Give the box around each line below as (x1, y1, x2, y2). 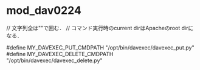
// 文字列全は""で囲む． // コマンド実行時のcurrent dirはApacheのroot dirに (6, 24, 194, 31)
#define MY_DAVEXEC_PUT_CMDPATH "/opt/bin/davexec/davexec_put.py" (6, 43, 195, 51)
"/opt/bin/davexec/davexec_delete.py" (6, 57, 103, 64)
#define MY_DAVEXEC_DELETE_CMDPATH (6, 50, 114, 57)
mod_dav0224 (6, 4, 82, 17)
